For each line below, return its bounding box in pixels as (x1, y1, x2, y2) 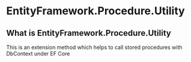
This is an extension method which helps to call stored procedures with (6, 44, 183, 51)
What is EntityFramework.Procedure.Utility (6, 28, 171, 38)
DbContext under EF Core (6, 50, 70, 57)
